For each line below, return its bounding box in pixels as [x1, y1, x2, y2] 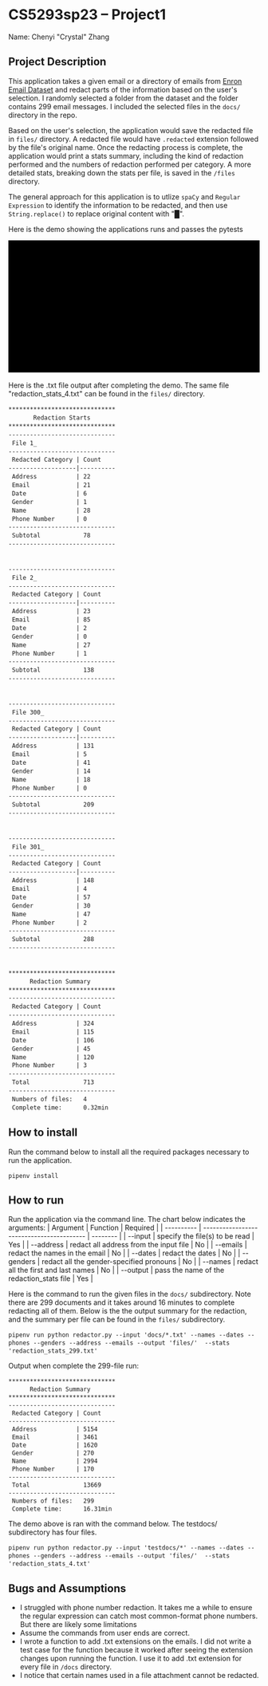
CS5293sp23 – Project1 [8, 6, 166, 24]
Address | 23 [11, 608, 91, 616]
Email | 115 [11, 1027, 94, 1036]
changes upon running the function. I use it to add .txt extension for [19, 1653, 242, 1664]
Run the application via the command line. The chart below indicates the [8, 1215, 246, 1224]
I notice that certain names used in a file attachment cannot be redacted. [19, 1671, 259, 1680]
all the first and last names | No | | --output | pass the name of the [8, 1266, 225, 1275]
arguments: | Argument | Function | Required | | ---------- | [8, 1223, 202, 1233]
